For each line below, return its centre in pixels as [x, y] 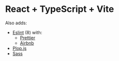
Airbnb [27, 43]
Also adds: [16, 23]
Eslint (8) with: [27, 32]
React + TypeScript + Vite [59, 9]
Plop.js [19, 48]
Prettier [27, 38]
